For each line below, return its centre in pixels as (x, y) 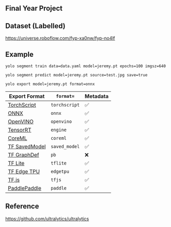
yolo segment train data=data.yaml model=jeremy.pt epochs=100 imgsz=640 (86, 66)
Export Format (27, 96)
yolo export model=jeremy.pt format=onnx (50, 84)
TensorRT (20, 130)
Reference (22, 206)
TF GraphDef (24, 155)
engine (59, 130)
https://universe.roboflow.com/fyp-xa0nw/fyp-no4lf (60, 38)
